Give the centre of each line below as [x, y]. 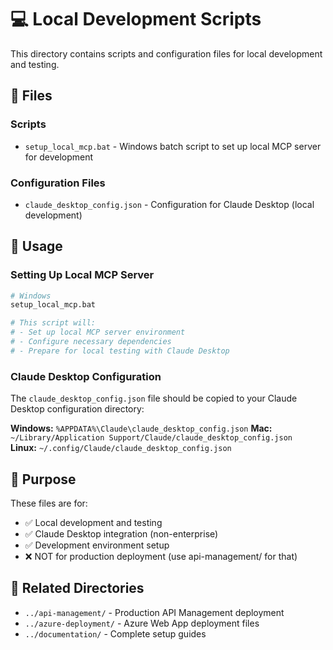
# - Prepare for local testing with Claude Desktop [120, 351]
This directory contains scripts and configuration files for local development [166, 53]
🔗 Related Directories [77, 588]
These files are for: [49, 503]
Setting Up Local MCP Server [82, 275]
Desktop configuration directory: [77, 409]
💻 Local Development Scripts [136, 19]
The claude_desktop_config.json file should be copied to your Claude [154, 398]
